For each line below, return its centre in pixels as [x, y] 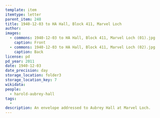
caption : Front [30, 43]
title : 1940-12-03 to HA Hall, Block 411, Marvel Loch [63, 24]
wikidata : [15, 84]
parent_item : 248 [23, 19]
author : [13, 29]
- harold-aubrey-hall [32, 94]
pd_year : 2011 [20, 61]
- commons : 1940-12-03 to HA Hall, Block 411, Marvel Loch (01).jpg [82, 38]
